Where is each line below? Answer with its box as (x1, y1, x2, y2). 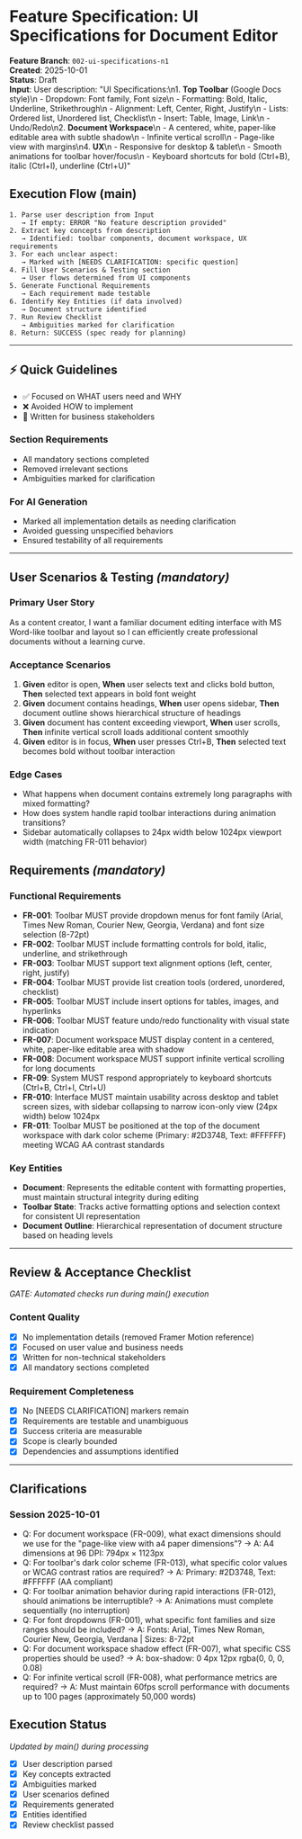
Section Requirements (9, 434, 109, 446)
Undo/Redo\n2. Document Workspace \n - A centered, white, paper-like (9, 121, 277, 132)
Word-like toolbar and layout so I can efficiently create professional (9, 626, 259, 637)
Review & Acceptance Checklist (9, 1264, 191, 1279)
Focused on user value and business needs (22, 1341, 184, 1352)
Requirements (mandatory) (9, 862, 166, 878)
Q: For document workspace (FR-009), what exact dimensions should (22, 1529, 281, 1539)
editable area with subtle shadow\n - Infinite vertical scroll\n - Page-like (9, 131, 275, 142)
